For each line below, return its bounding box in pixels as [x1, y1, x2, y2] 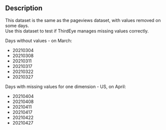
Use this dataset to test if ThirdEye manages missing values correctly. [5, 27, 149, 34]
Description [5, 4, 42, 12]
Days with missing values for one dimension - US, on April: [5, 83, 126, 89]
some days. [5, 22, 29, 28]
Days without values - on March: [5, 37, 72, 43]
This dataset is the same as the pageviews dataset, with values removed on [5, 17, 161, 23]
